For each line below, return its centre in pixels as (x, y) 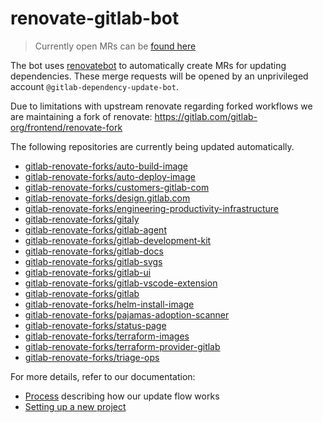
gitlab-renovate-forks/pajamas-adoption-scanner (127, 314)
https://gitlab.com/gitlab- (206, 116)
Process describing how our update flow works (122, 396)
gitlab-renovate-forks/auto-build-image (106, 166)
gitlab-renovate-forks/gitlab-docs (94, 251)
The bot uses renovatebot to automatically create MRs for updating (148, 65)
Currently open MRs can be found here (115, 46)
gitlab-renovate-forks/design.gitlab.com (107, 198)
